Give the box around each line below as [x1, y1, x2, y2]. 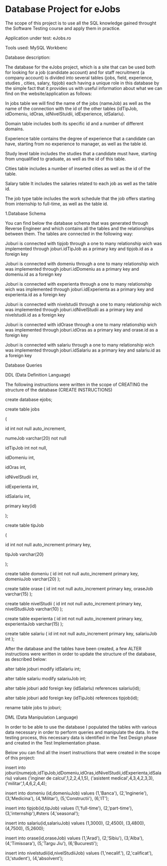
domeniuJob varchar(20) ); [5, 576, 61, 582]
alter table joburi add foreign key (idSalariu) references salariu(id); [5, 685, 141, 691]
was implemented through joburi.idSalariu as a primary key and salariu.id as [5, 347, 161, 353]
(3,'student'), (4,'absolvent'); [5, 855, 64, 861]
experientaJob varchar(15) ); [5, 621, 64, 627]
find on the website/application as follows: [5, 90, 92, 96]
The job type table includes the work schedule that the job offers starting [5, 195, 156, 201]
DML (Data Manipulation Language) [5, 714, 78, 720]
